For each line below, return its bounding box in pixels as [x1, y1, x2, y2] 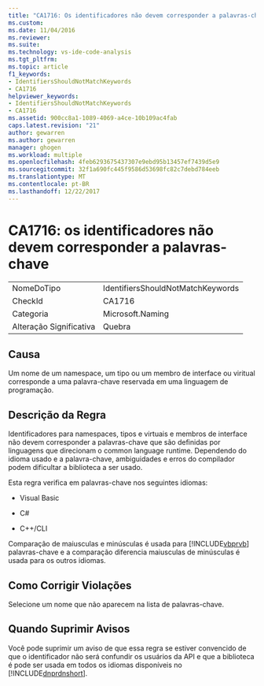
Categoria [12, 308, 49, 319]
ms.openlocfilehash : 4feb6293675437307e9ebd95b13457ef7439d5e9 [8, 158, 220, 166]
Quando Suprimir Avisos [8, 622, 130, 636]
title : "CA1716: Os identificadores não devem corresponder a [8, 11, 216, 20]
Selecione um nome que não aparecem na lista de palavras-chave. [8, 600, 225, 609]
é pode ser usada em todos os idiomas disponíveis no [8, 660, 182, 669]
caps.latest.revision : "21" [8, 121, 101, 129]
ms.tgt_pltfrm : [8, 56, 58, 64]
